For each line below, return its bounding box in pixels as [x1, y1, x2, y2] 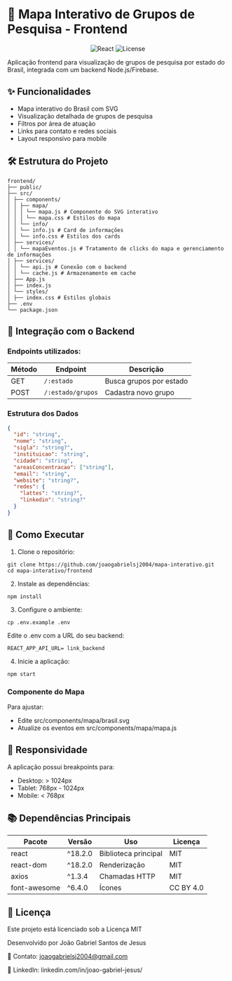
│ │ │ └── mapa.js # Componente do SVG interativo [7, 208, 158, 215]
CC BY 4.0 [169, 883, 205, 893]
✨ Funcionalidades [7, 86, 91, 97]
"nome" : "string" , [13, 438, 68, 445]
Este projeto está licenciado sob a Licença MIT [7, 925, 142, 933]
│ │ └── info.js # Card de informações [7, 226, 124, 234]
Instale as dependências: [17, 579, 90, 588]
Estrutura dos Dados [7, 409, 79, 419]
